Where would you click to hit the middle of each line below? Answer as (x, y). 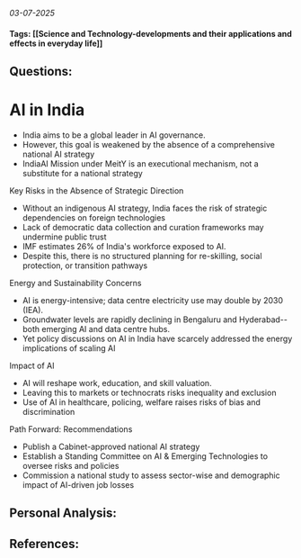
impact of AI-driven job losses (78, 484)
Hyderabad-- (263, 319)
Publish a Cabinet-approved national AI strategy (111, 446)
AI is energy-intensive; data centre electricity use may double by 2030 (153, 300)
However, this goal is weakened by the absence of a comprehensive (149, 144)
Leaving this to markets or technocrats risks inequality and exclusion (149, 392)
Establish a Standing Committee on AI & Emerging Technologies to (145, 456)
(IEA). (32, 310)
